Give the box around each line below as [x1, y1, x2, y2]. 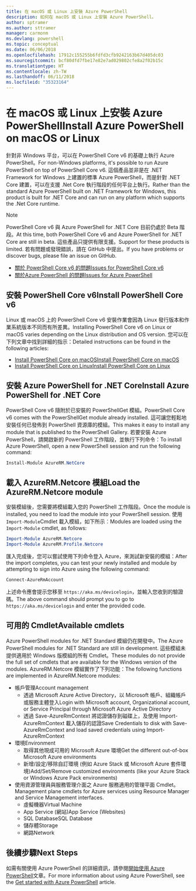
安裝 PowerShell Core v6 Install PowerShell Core [6, 291, 183, 301]
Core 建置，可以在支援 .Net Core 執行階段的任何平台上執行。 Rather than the [6, 181, 190, 188]
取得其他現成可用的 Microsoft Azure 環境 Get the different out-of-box [23, 746, 188, 753]
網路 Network [23, 829, 54, 836]
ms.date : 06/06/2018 [6, 47, 57, 53]
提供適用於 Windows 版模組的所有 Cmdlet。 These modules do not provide [6, 651, 185, 659]
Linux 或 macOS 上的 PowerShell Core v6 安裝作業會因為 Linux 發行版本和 [6, 316, 184, 323]
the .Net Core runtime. [6, 200, 60, 207]
